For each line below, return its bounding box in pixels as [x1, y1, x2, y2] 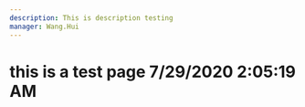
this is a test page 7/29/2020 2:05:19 [9, 61, 297, 82]
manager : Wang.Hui [9, 22, 79, 31]
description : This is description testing [9, 13, 174, 23]
